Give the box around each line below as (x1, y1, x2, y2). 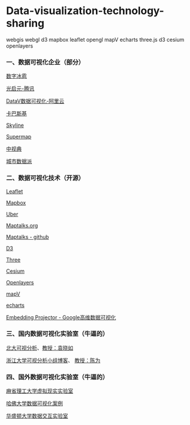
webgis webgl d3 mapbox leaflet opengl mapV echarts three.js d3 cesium (6, 36, 185, 43)
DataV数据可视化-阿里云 (6, 98, 65, 105)
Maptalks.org (6, 222, 38, 229)
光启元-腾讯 (6, 85, 35, 92)
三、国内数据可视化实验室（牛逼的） (6, 330, 109, 338)
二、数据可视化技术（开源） (6, 174, 85, 182)
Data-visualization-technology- (6, 4, 165, 18)
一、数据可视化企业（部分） (6, 58, 85, 66)
